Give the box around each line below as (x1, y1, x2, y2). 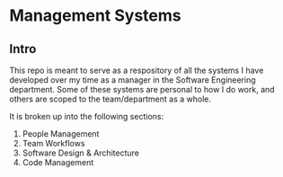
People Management (22, 128, 100, 139)
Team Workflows (22, 138, 85, 148)
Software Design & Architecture (22, 147, 139, 158)
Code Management (22, 157, 94, 167)
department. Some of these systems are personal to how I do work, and (9, 84, 276, 94)
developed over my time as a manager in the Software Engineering (9, 75, 256, 85)
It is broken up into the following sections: (9, 111, 164, 121)
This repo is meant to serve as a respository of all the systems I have (9, 65, 264, 75)
